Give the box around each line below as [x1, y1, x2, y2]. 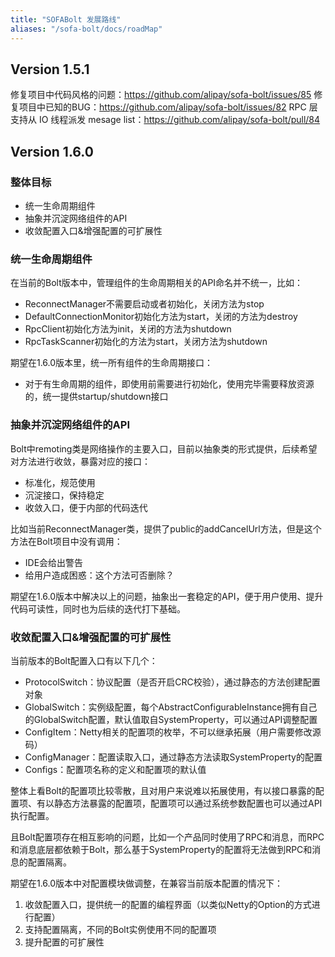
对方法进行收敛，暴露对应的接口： [10, 455, 151, 467]
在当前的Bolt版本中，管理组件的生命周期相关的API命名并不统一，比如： [10, 277, 304, 289]
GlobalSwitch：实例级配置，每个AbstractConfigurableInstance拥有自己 [24, 701, 318, 713]
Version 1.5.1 [10, 61, 90, 78]
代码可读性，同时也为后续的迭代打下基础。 [10, 602, 186, 615]
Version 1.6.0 [10, 143, 94, 160]
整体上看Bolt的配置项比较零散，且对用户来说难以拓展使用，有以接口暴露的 [10, 784, 316, 796]
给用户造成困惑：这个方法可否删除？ [24, 569, 175, 581]
